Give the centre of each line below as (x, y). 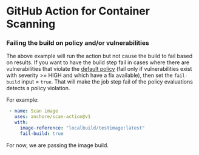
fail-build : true (42, 134)
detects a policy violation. (38, 88)
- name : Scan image (34, 111)
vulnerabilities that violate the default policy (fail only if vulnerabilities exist (99, 69)
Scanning (31, 24)
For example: (23, 100)
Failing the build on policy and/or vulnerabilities (78, 43)
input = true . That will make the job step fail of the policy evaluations (107, 82)
